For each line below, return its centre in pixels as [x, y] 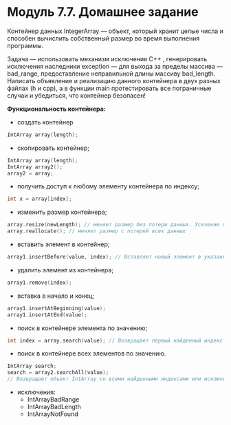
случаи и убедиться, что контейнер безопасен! [77, 95]
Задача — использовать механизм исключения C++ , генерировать [107, 58]
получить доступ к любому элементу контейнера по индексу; [108, 186]
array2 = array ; [30, 173]
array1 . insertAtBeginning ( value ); [57, 308]
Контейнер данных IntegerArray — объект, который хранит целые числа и [115, 31]
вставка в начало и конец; [56, 296]
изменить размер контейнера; [62, 212]
